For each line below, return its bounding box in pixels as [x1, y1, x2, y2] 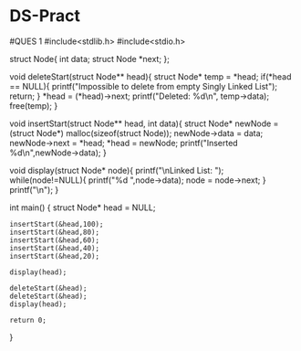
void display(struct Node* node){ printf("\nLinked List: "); [9, 165, 224, 175]
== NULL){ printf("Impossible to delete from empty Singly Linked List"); [9, 80, 278, 91]
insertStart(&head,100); [9, 219, 104, 229]
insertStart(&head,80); [9, 228, 100, 237]
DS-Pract [9, 5, 80, 27]
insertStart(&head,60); [9, 235, 100, 245]
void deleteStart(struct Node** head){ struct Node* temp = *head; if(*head [9, 70, 292, 82]
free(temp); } [9, 100, 58, 111]
